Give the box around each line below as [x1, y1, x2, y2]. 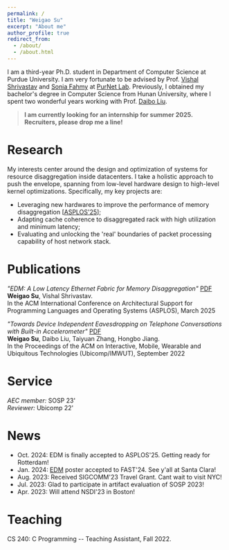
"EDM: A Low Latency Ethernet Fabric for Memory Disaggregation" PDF [7, 284, 212, 293]
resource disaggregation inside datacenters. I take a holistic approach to [7, 172, 214, 181]
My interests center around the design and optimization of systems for [7, 165, 208, 173]
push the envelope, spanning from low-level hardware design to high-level [7, 179, 219, 187]
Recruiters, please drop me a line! [24, 118, 123, 126]
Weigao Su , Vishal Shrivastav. [7, 291, 93, 300]
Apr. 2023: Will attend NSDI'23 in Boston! [17, 487, 136, 495]
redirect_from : [7, 36, 51, 43]
